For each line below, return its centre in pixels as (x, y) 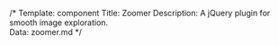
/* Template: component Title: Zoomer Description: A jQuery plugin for (140, 13)
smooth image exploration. (59, 22)
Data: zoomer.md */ (46, 32)
